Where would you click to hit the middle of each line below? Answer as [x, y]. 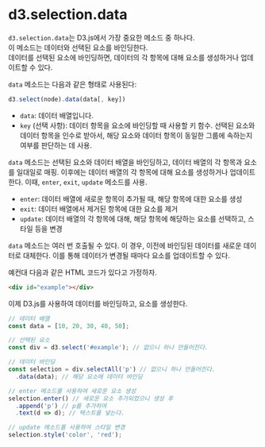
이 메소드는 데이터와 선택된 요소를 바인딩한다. [78, 47]
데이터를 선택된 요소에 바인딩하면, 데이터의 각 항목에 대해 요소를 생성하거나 [124, 57]
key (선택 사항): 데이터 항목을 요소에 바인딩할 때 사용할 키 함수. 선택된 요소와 [137, 125]
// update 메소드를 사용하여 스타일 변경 [67, 428]
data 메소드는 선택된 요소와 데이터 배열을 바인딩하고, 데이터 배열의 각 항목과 [125, 162]
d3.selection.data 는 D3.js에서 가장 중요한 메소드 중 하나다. [102, 37]
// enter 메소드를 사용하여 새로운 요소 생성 [72, 391]
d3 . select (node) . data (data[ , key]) [67, 99]
